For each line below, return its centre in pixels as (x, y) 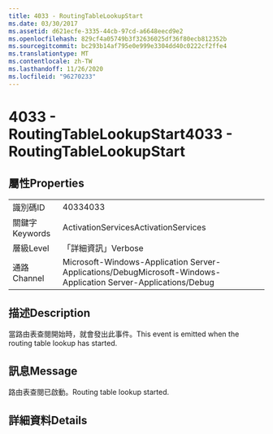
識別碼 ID (29, 207)
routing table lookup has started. (63, 344)
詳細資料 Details (48, 420)
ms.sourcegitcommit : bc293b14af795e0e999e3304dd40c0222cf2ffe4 (118, 46)
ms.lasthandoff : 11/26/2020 (56, 69)
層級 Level (31, 248)
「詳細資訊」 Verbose (103, 248)
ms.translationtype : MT (49, 54)
